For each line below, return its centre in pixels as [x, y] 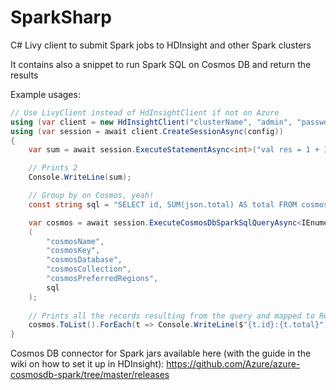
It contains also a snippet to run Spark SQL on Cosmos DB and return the [161, 64]
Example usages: [45, 94]
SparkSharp [61, 17]
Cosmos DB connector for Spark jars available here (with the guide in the [161, 353]
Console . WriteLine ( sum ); [80, 177]
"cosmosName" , [75, 241]
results [24, 75]
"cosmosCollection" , [89, 269]
